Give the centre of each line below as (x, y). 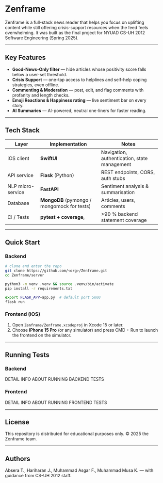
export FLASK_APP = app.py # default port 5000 (53, 297)
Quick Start (23, 242)
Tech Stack (22, 130)
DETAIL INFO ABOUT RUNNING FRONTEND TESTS (56, 402)
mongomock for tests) (66, 206)
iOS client (18, 158)
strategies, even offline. (36, 85)
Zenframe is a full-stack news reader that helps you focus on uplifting (75, 22)
